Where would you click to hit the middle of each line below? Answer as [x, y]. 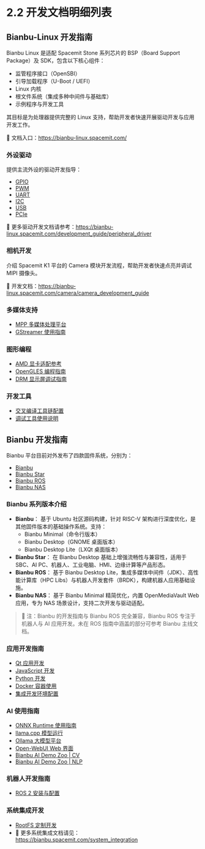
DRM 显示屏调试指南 [41, 379]
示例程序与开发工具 [39, 104]
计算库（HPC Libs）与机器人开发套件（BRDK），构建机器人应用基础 [105, 580]
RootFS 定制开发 [36, 825]
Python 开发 [30, 678]
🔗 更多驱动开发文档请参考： [41, 227]
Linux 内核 [28, 89]
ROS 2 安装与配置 [37, 793]
